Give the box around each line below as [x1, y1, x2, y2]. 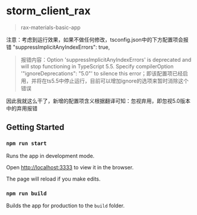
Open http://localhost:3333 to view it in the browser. [6, 163, 134, 170]
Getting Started [6, 122, 65, 132]
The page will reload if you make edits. [6, 175, 101, 182]
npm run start [6, 140, 47, 147]
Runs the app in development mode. [6, 152, 95, 159]
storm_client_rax [6, 4, 91, 18]
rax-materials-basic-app [20, 24, 81, 31]
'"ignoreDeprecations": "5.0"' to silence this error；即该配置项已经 [20, 69, 183, 77]
